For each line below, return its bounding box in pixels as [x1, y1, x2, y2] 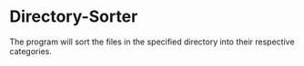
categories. [9, 45, 52, 56]
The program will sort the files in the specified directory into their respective [9, 36, 295, 47]
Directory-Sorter [9, 6, 138, 27]
